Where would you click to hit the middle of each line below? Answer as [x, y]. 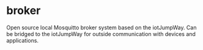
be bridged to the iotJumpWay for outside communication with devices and [101, 34]
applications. [22, 40]
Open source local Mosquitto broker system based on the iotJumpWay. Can [102, 27]
